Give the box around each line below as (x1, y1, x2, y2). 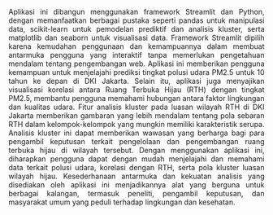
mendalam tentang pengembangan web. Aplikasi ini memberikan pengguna (8, 59, 265, 68)
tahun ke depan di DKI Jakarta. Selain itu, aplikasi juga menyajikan (8, 77, 265, 86)
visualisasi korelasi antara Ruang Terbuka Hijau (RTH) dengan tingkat (8, 85, 265, 94)
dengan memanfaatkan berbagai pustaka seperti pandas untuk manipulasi (8, 15, 265, 25)
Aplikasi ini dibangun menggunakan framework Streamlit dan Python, (8, 7, 265, 16)
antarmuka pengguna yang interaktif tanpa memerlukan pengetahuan (8, 50, 265, 59)
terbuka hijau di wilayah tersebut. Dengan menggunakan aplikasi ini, (8, 146, 265, 155)
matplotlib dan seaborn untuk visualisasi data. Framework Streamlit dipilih (8, 33, 265, 42)
